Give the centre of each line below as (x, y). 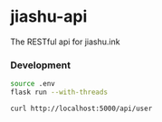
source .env (33, 84)
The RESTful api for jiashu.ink (65, 42)
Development (41, 65)
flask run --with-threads (59, 92)
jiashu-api (49, 17)
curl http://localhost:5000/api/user (81, 108)
